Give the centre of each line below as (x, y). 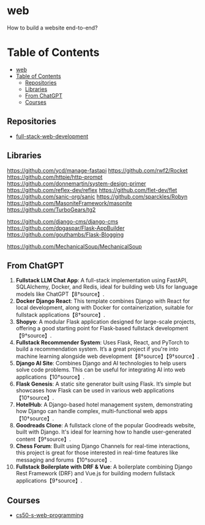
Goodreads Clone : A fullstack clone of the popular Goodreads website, (106, 426)
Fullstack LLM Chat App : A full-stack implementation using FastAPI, (102, 281)
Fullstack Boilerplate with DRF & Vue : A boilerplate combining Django (104, 467)
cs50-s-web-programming (50, 515)
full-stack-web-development (52, 136)
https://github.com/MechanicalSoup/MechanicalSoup (75, 246)
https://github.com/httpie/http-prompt (55, 177)
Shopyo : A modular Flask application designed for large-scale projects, (106, 322)
